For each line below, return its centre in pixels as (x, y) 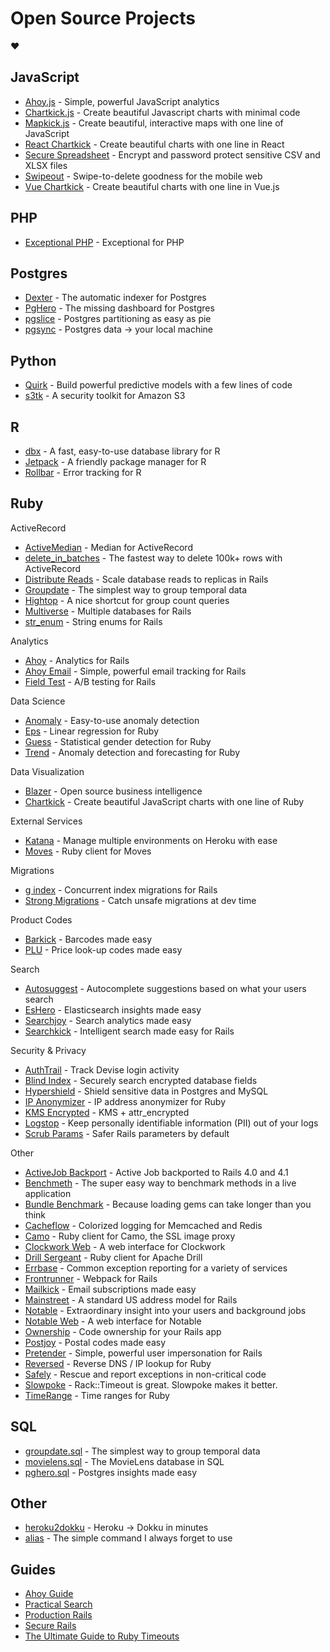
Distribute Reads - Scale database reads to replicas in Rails (146, 579)
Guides (33, 1569)
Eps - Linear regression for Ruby (92, 731)
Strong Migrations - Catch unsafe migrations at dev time (140, 900)
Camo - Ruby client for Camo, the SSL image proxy (130, 1236)
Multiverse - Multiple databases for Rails (108, 611)
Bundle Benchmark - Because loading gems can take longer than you (168, 1204)
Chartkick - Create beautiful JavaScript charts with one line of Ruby (164, 801)
